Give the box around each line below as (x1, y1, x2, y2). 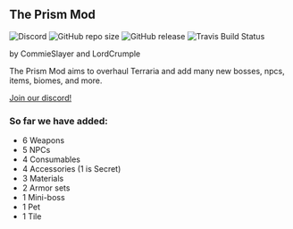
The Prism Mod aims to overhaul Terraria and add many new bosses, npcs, (9, 65, 286, 76)
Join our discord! (9, 92, 72, 103)
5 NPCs (21, 145, 51, 156)
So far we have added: (9, 114, 109, 127)
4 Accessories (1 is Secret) (21, 164, 121, 174)
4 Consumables (21, 154, 80, 165)
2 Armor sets (21, 182, 71, 193)
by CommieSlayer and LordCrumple (9, 48, 141, 59)
